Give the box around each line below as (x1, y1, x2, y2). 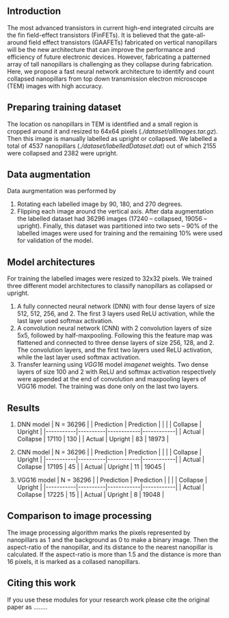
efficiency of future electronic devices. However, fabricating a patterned (7, 53, 211, 61)
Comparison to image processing (7, 510, 152, 522)
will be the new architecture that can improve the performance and (7, 45, 196, 53)
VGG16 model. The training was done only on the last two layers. (16, 383, 200, 391)
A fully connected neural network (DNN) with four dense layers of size (16, 302, 215, 311)
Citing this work (7, 578, 77, 589)
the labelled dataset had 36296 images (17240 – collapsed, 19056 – (16, 215, 207, 223)
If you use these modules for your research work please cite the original (7, 595, 210, 604)
